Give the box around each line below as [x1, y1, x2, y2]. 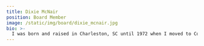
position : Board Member [6, 14, 67, 20]
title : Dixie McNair [6, 8, 59, 15]
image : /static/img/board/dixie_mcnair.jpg [6, 20, 118, 26]
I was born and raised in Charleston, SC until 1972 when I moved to [12, 31, 191, 37]
